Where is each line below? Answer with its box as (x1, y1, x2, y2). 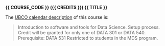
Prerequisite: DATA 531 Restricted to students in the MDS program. (17, 35, 158, 41)
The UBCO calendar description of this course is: (5, 14, 109, 20)
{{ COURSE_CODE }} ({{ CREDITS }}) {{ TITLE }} (5, 5, 108, 10)
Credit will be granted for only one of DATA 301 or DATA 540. (17, 30, 146, 35)
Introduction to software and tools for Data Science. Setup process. (17, 24, 160, 30)
